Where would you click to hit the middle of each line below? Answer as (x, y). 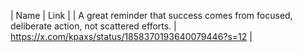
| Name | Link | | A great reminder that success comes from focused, (151, 15)
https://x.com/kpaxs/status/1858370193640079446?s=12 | (131, 36)
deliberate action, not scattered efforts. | (93, 26)
